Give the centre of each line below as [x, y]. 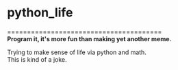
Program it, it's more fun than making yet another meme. [89, 38]
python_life [40, 13]
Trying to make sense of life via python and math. [77, 52]
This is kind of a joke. [37, 59]
